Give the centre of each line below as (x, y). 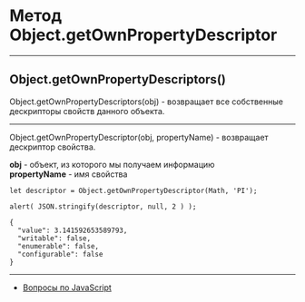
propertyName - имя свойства (69, 174)
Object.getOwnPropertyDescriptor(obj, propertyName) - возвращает (139, 137)
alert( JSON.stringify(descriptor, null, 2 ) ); (103, 206)
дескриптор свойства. (53, 147)
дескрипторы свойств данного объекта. (87, 111)
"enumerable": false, (59, 246)
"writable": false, (54, 238)
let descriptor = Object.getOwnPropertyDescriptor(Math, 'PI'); (133, 190)
